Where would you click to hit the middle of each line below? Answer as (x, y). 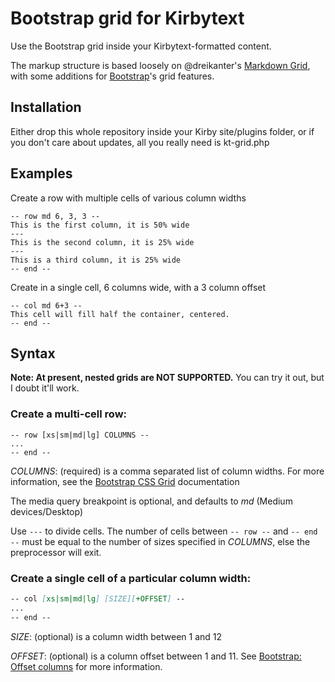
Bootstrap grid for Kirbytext (127, 18)
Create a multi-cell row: (69, 414)
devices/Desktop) (47, 511)
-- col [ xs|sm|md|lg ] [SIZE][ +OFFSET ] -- (98, 598)
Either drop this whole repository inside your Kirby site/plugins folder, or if (162, 131)
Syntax (33, 353)
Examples (41, 173)
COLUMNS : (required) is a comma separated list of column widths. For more (167, 471)
